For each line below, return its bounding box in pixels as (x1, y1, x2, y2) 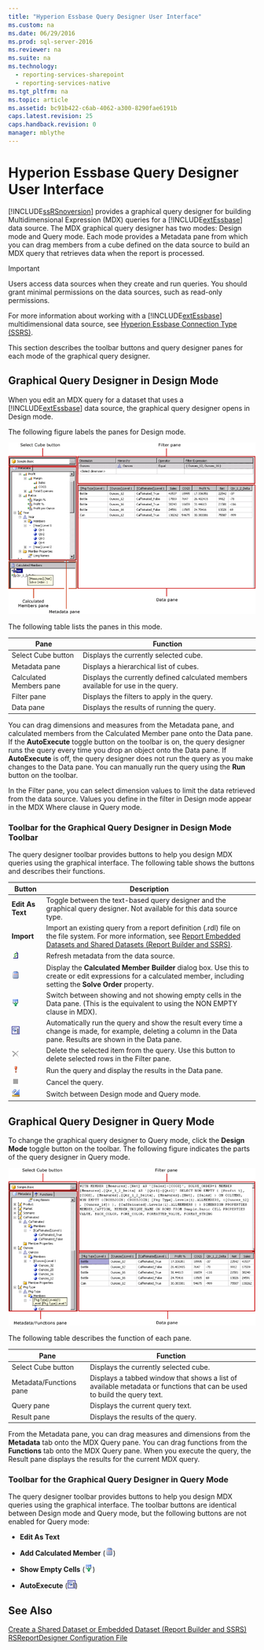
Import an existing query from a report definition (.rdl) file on (46, 923, 241, 933)
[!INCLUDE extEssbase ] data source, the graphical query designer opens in (8, 403, 250, 412)
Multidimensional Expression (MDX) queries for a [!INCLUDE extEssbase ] (8, 215, 243, 224)
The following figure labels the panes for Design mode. (8, 427, 186, 436)
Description (129, 884, 169, 893)
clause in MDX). (46, 1007, 97, 1016)
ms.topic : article (8, 95, 68, 104)
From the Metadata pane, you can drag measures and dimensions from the (8, 1430, 251, 1439)
